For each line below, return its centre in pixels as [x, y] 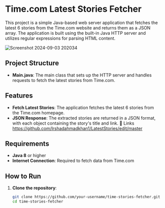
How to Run [23, 176]
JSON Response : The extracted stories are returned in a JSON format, [84, 118]
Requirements [27, 143]
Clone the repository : [34, 188]
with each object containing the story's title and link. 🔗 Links [73, 123]
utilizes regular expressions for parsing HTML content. [60, 38]
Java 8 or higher [29, 156]
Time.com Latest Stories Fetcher [73, 9]
